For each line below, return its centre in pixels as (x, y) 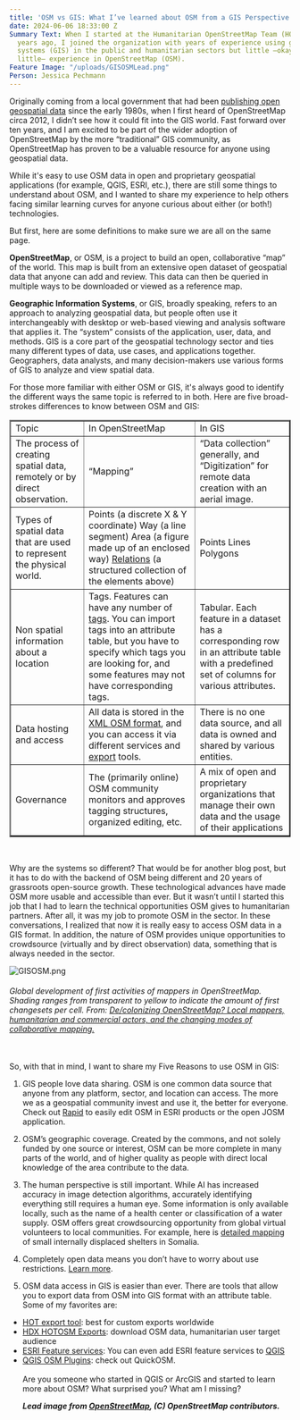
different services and (135, 745)
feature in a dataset (240, 618)
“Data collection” (235, 443)
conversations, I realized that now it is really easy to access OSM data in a (146, 925)
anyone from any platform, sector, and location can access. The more (150, 1093)
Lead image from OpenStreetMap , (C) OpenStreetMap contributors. (151, 1406)
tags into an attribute (132, 629)
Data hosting (42, 728)
